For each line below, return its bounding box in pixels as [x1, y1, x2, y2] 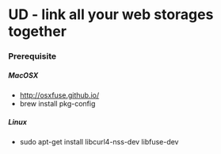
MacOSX [8, 70, 39, 80]
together [8, 22, 67, 40]
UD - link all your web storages [8, 6, 214, 24]
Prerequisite [8, 51, 57, 62]
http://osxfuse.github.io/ [19, 90, 100, 100]
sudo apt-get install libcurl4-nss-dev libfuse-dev [19, 137, 179, 147]
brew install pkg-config [19, 99, 96, 109]
